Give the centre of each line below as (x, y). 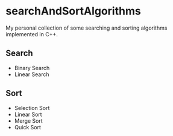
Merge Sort (28, 121)
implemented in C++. (32, 34)
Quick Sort (28, 127)
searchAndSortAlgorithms (73, 11)
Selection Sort (32, 108)
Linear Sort (28, 114)
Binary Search (32, 68)
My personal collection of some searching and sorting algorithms (86, 28)
